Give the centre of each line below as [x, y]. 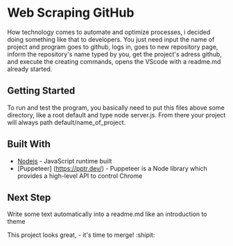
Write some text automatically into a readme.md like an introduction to [107, 214]
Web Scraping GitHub [71, 13]
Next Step [29, 197]
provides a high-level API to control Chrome [80, 176]
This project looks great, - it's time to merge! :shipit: [81, 235]
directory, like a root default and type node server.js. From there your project [116, 115]
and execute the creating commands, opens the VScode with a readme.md [114, 61]
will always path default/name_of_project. [67, 122]
